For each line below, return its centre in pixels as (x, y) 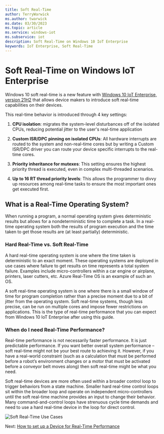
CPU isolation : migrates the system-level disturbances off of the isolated (86, 124)
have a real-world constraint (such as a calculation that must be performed (81, 356)
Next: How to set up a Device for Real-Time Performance (62, 426)
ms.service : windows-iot (30, 32)
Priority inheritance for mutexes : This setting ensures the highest (79, 164)
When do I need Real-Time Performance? (55, 329)
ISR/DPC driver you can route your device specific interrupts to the (80, 149)
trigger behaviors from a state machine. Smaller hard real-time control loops (82, 386)
